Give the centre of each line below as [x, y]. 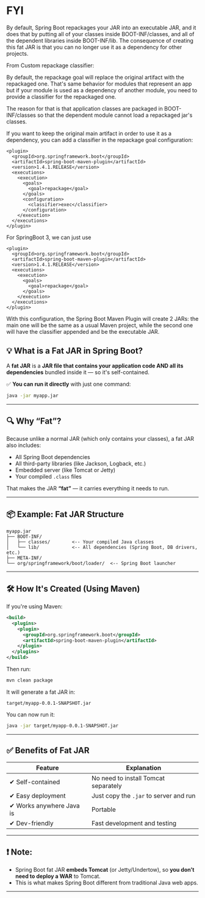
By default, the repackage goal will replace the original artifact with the [95, 77]
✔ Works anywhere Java [45, 806]
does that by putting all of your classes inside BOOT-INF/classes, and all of [100, 34]
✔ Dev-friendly [31, 823]
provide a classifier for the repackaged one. [61, 97]
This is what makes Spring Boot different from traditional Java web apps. [106, 883]
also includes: [24, 445]
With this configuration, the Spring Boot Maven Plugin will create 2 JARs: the [103, 318]
